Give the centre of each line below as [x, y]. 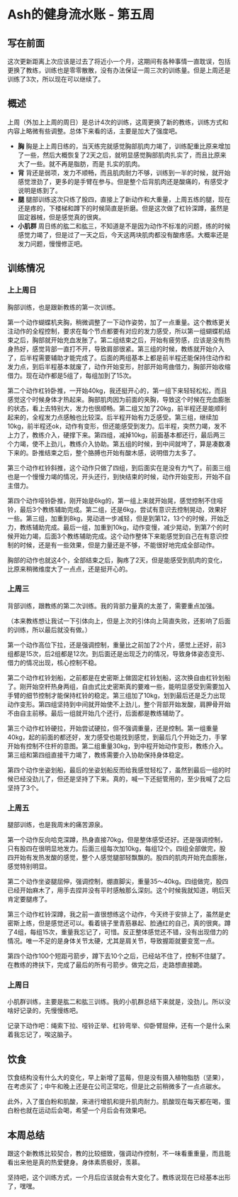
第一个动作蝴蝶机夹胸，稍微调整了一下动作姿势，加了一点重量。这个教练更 [116, 322]
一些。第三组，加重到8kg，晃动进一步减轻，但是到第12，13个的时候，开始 [115, 518]
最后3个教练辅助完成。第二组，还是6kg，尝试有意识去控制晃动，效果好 [123, 509]
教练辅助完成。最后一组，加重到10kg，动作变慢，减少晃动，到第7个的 [121, 527]
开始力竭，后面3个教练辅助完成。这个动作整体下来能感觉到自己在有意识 [118, 536]
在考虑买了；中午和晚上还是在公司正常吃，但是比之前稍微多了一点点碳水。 [116, 1086]
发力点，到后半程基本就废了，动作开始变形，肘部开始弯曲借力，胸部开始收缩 [119, 366]
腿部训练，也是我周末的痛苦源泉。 [57, 825]
